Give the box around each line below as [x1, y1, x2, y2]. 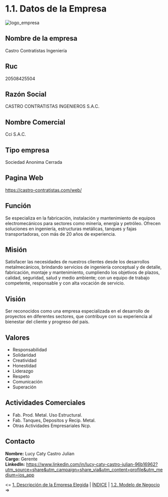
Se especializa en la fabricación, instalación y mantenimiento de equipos [5, 215, 155, 221]
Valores [5, 333, 30, 342]
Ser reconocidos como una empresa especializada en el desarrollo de [5, 308, 149, 314]
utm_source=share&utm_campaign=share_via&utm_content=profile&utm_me [5, 466, 163, 472]
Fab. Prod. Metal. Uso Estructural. [12, 412, 83, 418]
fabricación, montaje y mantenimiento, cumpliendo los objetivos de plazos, [5, 269, 160, 275]
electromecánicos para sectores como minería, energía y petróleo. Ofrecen [5, 220, 161, 226]
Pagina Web [5, 174, 44, 182]
